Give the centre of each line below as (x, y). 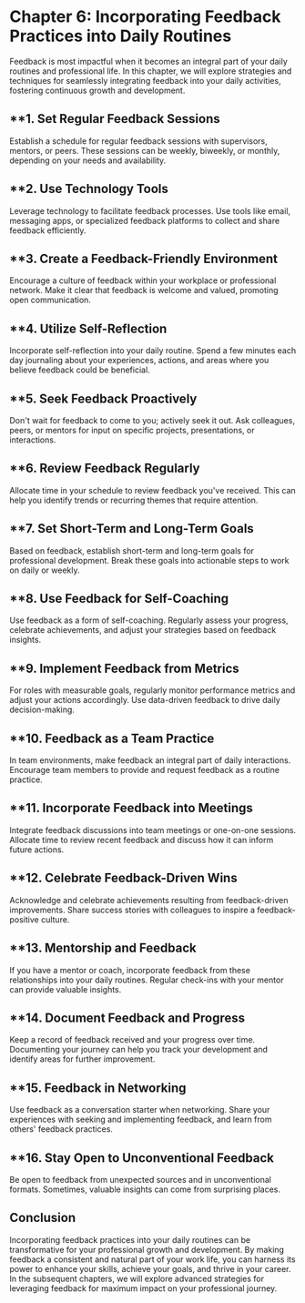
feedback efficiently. (48, 230)
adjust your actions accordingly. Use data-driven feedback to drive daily (145, 700)
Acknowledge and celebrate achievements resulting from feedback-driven (149, 900)
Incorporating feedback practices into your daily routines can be (130, 1239)
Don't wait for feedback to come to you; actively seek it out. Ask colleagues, (152, 420)
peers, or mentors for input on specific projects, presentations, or (132, 430)
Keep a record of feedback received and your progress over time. (132, 1040)
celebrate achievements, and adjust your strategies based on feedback (143, 630)
